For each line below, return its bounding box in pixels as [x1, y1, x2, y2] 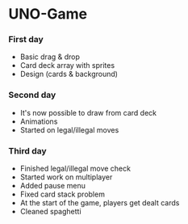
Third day [8, 145, 47, 156]
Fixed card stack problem [19, 189, 105, 199]
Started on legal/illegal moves [19, 125, 119, 134]
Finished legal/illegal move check [19, 163, 132, 174]
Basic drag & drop [19, 52, 81, 61]
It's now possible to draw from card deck [19, 108, 157, 117]
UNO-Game [8, 5, 88, 23]
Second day [8, 90, 56, 101]
